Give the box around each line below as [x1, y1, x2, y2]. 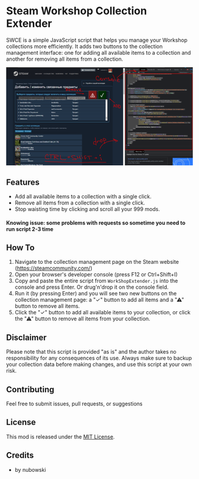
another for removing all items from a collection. [6, 55, 123, 62]
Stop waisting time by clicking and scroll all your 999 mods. [14, 206, 160, 213]
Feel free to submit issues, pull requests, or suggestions [6, 400, 143, 408]
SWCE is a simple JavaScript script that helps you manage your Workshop [6, 36, 188, 43]
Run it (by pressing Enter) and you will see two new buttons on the [14, 290, 177, 297]
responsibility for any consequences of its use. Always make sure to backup [6, 355, 192, 362]
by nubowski [14, 466, 46, 473]
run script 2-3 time [6, 225, 54, 232]
